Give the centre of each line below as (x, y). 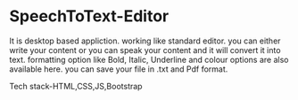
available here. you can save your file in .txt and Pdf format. (119, 69)
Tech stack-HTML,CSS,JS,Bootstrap (76, 86)
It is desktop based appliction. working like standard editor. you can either (145, 41)
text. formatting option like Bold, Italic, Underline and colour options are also (149, 59)
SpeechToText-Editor (89, 16)
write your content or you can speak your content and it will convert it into (145, 50)
